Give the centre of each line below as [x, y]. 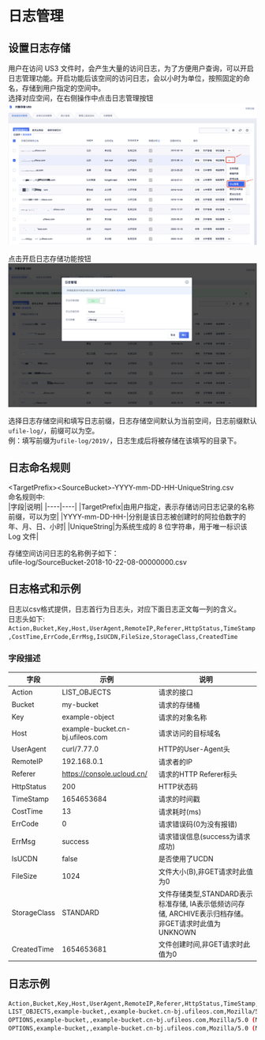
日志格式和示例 [45, 589]
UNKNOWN [177, 932]
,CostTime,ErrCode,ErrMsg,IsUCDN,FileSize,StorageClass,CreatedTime [123, 637]
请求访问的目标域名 [189, 733]
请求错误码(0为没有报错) [198, 824]
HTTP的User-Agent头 [194, 749]
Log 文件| [24, 536]
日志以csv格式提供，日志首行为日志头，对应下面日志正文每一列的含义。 [125, 609]
